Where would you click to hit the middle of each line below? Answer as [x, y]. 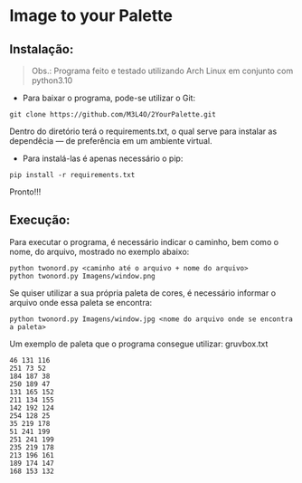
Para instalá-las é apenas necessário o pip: [103, 158]
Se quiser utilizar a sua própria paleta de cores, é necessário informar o [143, 293]
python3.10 [52, 80]
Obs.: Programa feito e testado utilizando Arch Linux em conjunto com [162, 71]
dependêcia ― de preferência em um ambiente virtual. [111, 141]
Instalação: [42, 49]
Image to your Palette [91, 16]
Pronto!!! [25, 192]
